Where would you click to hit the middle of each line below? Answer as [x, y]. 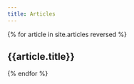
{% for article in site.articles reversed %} [67, 34]
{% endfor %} [28, 74]
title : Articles [31, 14]
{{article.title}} [41, 57]
